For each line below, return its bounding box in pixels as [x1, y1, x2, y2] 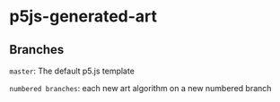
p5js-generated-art [9, 6, 158, 27]
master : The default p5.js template [9, 65, 135, 76]
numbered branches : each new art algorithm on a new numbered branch [9, 83, 272, 93]
